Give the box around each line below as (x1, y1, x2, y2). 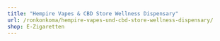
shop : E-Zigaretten (7, 23, 65, 30)
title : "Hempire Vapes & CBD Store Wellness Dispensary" (7, 10, 179, 17)
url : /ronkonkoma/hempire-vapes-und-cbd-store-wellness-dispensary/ (7, 17, 214, 24)
